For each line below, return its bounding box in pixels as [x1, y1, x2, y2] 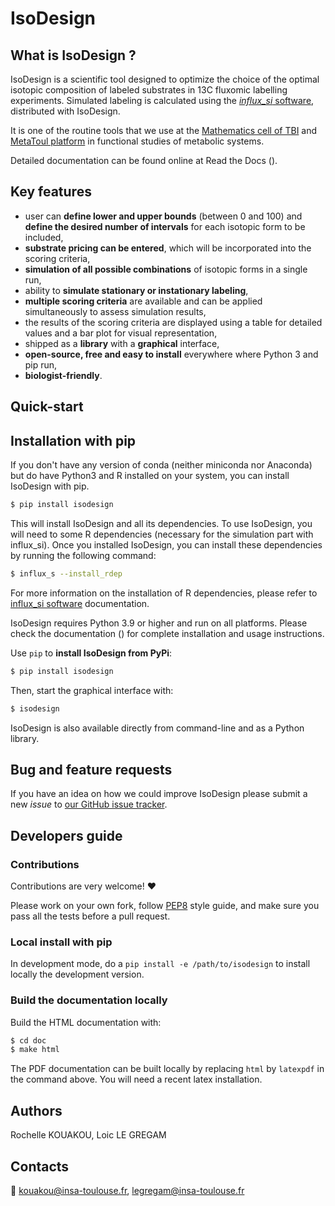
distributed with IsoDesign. [10, 105, 121, 117]
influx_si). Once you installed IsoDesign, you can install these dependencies [10, 538, 323, 551]
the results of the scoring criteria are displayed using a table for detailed [24, 316, 323, 328]
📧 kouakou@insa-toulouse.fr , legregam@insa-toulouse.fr [10, 1184, 245, 1196]
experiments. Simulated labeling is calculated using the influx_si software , [10, 95, 315, 106]
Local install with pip [10, 935, 113, 949]
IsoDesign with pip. [10, 480, 90, 492]
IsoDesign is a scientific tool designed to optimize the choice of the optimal [10, 73, 320, 85]
